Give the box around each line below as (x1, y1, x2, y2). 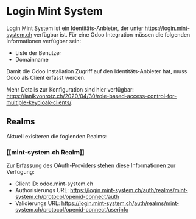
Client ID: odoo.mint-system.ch (15, 180, 93, 187)
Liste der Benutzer (15, 49, 62, 56)
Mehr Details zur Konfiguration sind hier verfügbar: (6, 85, 134, 93)
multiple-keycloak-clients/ (6, 99, 72, 106)
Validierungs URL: (15, 199, 60, 207)
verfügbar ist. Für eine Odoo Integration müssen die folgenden (33, 31, 191, 38)
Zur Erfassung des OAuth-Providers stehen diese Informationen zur (6, 162, 176, 169)
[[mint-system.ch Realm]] (6, 148, 85, 156)
